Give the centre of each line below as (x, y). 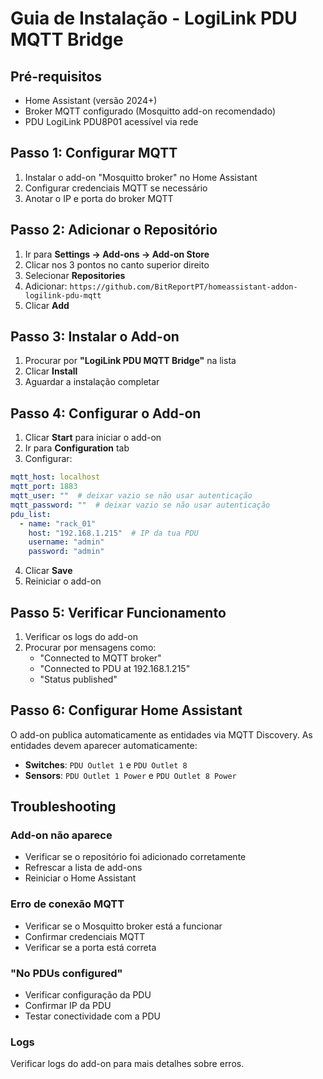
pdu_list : (31, 514)
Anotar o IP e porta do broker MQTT (99, 198)
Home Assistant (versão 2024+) (91, 100)
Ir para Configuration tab (77, 448)
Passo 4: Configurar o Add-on (106, 413)
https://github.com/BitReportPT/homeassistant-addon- (183, 287)
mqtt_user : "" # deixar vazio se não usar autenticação (131, 496)
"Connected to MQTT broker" (100, 658)
